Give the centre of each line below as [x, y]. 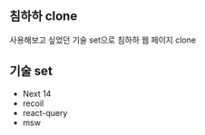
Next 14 [37, 93]
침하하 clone [44, 16]
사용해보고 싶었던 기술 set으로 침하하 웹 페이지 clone [103, 40]
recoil [33, 103]
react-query [45, 112]
